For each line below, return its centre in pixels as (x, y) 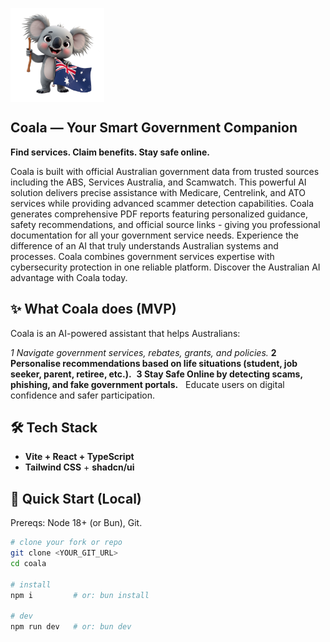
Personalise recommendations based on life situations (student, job (154, 363)
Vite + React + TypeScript (79, 457)
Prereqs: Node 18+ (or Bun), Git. (76, 523)
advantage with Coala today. (69, 277)
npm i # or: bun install (80, 595)
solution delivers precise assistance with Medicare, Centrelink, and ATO (158, 192)
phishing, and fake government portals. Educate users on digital (147, 384)
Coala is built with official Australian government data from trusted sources (165, 171)
